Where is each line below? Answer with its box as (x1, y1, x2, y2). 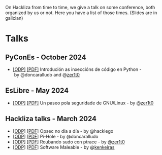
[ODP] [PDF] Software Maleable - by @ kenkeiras (12, 144, 115, 150)
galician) (5, 15, 23, 21)
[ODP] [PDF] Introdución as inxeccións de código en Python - (12, 66, 142, 72)
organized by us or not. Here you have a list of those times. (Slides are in (5, 10, 157, 16)
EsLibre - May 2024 (5, 86, 69, 95)
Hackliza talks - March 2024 (5, 114, 97, 123)
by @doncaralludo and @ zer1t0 (14, 72, 80, 77)
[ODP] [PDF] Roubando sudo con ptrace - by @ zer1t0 (12, 139, 125, 145)
